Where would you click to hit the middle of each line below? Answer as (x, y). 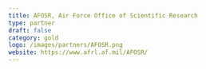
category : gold (34, 38)
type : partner (32, 23)
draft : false (30, 30)
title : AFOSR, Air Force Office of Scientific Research (103, 15)
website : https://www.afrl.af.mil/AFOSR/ (78, 52)
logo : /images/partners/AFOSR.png (66, 45)
